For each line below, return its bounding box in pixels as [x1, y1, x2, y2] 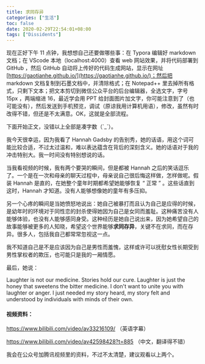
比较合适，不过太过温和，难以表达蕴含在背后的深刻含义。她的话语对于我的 [11, 144, 199, 151]
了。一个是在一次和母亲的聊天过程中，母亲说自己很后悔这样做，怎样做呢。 [6, 172, 193, 179]
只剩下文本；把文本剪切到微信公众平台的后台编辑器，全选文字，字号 [16, 87, 188, 95]
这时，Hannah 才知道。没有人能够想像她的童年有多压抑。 [6, 187, 151, 194]
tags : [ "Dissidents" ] [6, 32, 62, 38]
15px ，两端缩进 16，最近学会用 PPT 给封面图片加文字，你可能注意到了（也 [6, 95, 195, 102]
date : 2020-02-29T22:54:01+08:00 [6, 26, 92, 32]
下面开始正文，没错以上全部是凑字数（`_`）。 [6, 123, 117, 130]
